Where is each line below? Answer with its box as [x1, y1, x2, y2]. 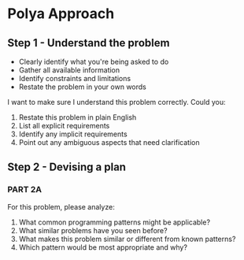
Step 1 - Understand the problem [7, 36, 170, 50]
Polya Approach [7, 5, 115, 23]
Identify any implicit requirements [18, 129, 128, 139]
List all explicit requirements [18, 121, 110, 130]
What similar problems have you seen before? [18, 225, 168, 235]
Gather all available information [18, 65, 120, 75]
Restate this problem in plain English [18, 113, 137, 122]
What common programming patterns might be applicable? [18, 217, 210, 227]
